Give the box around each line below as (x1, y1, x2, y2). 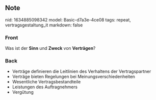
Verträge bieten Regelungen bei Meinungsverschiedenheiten (12, 74, 135, 80)
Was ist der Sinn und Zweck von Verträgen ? (5, 45, 96, 51)
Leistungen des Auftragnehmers (12, 84, 78, 90)
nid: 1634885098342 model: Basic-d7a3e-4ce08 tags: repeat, (5, 17, 131, 22)
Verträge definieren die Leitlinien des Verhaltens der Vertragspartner (12, 68, 151, 75)
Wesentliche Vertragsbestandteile (12, 79, 81, 85)
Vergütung (12, 89, 34, 95)
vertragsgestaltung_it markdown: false (5, 22, 83, 28)
